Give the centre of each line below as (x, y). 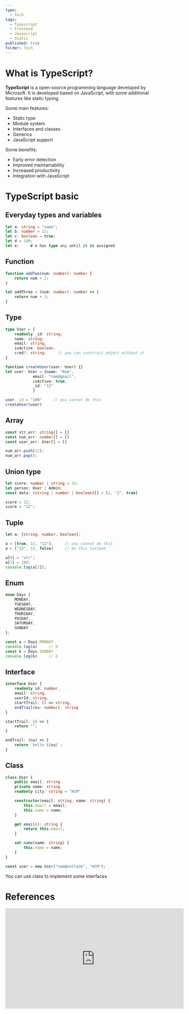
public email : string (37, 782)
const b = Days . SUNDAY (29, 651)
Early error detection (34, 159)
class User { (19, 777)
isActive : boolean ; (35, 348)
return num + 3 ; (32, 297)
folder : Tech (19, 48)
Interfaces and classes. (37, 129)
